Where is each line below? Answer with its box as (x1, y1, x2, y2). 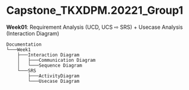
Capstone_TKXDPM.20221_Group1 (6, 4, 184, 17)
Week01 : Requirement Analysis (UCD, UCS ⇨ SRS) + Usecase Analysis (6, 23, 183, 31)
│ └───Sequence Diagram (17, 62, 83, 68)
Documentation (6, 41, 42, 47)
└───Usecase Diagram (28, 78, 80, 84)
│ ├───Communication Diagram (17, 57, 96, 63)
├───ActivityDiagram (28, 73, 80, 79)
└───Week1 (6, 46, 31, 53)
